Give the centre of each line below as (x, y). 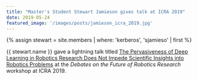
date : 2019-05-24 (28, 17)
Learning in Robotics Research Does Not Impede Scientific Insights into (95, 58)
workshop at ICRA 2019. (36, 71)
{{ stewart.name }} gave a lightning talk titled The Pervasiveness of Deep (97, 52)
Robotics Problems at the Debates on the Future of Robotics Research (94, 64)
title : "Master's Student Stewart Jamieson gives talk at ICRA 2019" (96, 12)
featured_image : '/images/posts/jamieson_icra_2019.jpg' (80, 23)
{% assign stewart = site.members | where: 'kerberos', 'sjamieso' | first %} (99, 40)
